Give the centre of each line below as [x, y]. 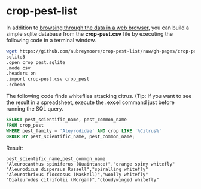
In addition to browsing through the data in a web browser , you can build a [98, 28]
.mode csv [19, 68]
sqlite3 [16, 57]
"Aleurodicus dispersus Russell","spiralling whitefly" [77, 169]
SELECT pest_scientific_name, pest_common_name [67, 120]
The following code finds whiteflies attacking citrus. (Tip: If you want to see [99, 96]
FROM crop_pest [25, 125]
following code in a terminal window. [51, 40]
